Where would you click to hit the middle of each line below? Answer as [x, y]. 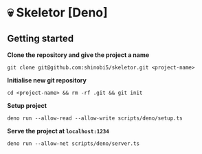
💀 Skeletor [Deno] [57, 13]
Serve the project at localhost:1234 [58, 131]
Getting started [41, 38]
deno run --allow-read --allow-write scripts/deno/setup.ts [95, 118]
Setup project [27, 106]
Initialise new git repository [47, 80]
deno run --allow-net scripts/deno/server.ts [73, 144]
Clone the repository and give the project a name [78, 55]
